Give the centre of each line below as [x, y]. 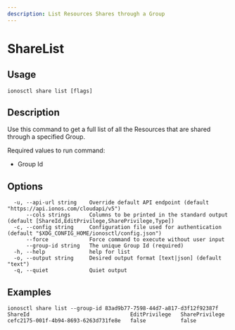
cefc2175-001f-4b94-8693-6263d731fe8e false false [102, 321]
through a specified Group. [46, 137]
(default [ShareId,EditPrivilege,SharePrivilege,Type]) [91, 221]
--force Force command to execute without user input [125, 240]
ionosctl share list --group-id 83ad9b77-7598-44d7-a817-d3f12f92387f [113, 308]
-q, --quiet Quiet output [71, 271]
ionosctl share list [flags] [50, 91]
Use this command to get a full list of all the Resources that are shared [109, 129]
